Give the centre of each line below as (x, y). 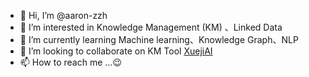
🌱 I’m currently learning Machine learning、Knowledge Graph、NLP (159, 39)
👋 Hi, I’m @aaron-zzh (63, 15)
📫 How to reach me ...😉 (70, 62)
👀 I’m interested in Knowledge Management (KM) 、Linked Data (151, 27)
